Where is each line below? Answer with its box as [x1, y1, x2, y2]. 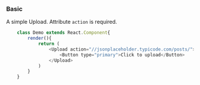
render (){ [27, 35, 52, 42]
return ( [37, 41, 60, 47]
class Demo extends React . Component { [17, 30, 111, 36]
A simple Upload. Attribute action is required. [6, 18, 117, 26]
